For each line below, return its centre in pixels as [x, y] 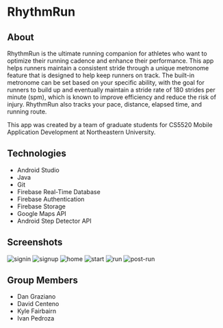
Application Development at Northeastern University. [81, 132]
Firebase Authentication [51, 199]
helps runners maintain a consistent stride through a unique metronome [108, 68]
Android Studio [38, 170]
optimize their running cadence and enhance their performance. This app [110, 61]
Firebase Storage [41, 206]
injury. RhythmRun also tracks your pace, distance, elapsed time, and [105, 104]
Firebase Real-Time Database [58, 191]
